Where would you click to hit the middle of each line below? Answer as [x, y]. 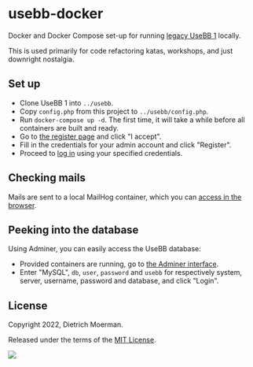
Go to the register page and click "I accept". [90, 136]
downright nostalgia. [41, 59]
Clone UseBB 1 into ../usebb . [66, 102]
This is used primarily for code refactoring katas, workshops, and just [121, 50]
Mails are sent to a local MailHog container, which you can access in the [125, 197]
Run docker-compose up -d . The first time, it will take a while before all [132, 120]
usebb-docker [56, 14]
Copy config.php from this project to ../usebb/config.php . [114, 111]
